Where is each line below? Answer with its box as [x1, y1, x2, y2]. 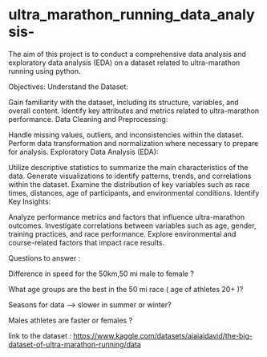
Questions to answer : [8, 253, 81, 262]
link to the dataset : [8, 331, 72, 340]
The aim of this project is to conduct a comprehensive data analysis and [8, 49, 246, 59]
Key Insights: [8, 197, 51, 206]
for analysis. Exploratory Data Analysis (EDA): [8, 147, 159, 156]
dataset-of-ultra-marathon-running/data [8, 339, 142, 349]
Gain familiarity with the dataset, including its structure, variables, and [8, 97, 239, 107]
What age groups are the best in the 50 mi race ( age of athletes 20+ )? [8, 284, 244, 294]
